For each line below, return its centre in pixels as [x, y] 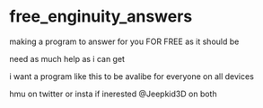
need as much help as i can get [67, 58]
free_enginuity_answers [101, 17]
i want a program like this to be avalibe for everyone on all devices [131, 76]
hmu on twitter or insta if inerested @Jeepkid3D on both [113, 94]
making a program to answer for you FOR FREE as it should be [124, 41]
